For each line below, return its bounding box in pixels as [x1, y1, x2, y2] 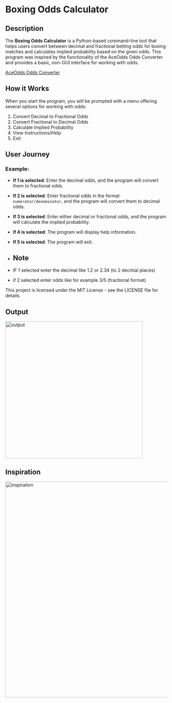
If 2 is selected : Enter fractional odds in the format [12, 193, 120, 199]
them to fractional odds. [12, 182, 64, 188]
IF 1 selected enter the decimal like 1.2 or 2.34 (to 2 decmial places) [12, 267, 156, 273]
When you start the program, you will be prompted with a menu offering [5, 98, 157, 104]
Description [5, 24, 44, 33]
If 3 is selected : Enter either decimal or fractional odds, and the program [12, 213, 166, 219]
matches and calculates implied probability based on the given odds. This [5, 49, 161, 54]
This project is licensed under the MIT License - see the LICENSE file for [5, 287, 158, 293]
